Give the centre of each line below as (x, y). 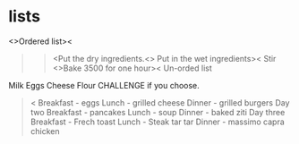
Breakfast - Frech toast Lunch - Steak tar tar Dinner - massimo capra (158, 122)
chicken (45, 131)
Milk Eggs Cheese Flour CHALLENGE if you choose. (104, 85)
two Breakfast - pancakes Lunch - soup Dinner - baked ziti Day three (158, 112)
